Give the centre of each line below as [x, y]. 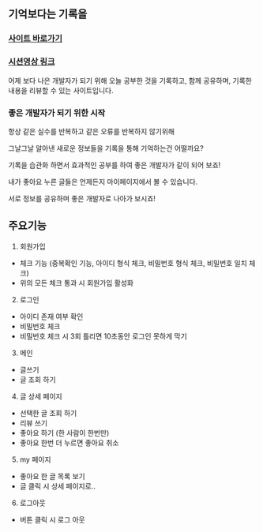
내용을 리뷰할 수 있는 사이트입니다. [61, 90]
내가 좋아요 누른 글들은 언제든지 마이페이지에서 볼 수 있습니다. [103, 182]
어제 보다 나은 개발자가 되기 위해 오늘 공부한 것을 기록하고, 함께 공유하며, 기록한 [130, 81]
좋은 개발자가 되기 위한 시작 [57, 113]
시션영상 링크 [32, 62]
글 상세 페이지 [41, 396]
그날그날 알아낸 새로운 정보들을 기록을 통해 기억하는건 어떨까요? [106, 148]
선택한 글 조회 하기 [48, 413]
